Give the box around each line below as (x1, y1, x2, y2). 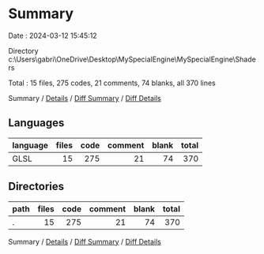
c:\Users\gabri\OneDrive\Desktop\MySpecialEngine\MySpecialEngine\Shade (8, 54, 257, 64)
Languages (8, 116, 65, 130)
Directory (8, 46, 39, 55)
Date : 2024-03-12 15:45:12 (8, 31, 97, 40)
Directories (8, 180, 65, 193)
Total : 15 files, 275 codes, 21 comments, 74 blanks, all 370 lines (8, 78, 216, 88)
